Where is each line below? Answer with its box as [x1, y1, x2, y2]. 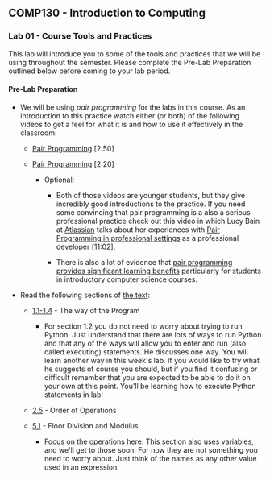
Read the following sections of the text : [19, 290, 151, 300]
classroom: [19, 128, 57, 138]
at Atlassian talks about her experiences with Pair [56, 225, 220, 234]
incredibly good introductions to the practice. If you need [56, 199, 246, 209]
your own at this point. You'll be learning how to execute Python [44, 381, 256, 391]
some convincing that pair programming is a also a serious [56, 207, 251, 217]
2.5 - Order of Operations [31, 405, 117, 415]
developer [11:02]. [56, 242, 116, 251]
